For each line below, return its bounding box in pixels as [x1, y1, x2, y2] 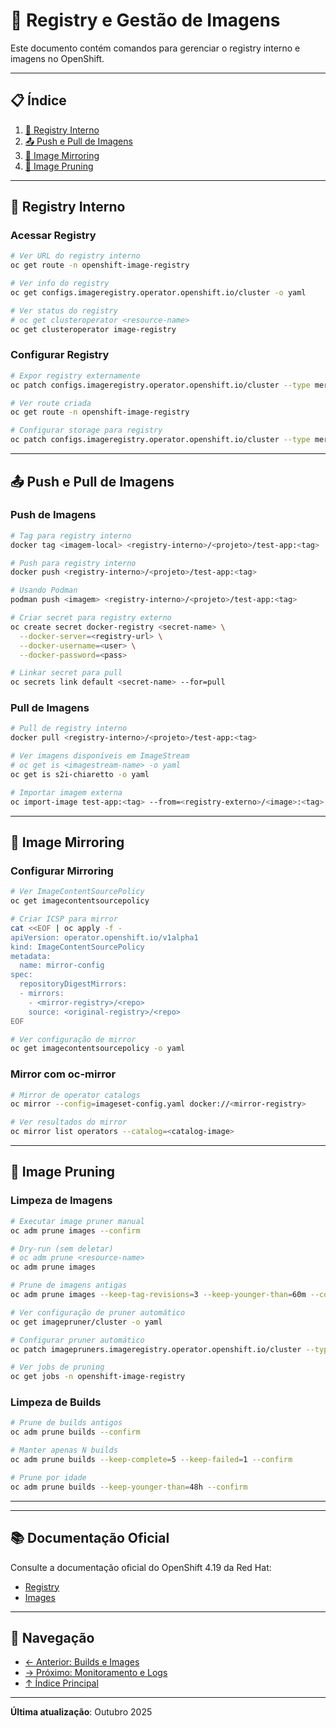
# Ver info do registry [10, 279, 110, 289]
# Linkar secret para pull [10, 668, 123, 678]
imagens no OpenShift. [10, 52, 105, 64]
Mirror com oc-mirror [10, 1067, 117, 1081]
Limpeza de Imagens [10, 1194, 113, 1208]
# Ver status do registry [10, 305, 118, 316]
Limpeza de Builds [10, 1395, 102, 1409]
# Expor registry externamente [10, 370, 141, 381]
